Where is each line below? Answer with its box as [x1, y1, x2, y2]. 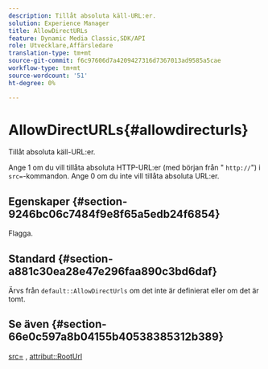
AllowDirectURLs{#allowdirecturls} [8, 121, 249, 139]
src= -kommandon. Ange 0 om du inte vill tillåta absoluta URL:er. [8, 171, 220, 181]
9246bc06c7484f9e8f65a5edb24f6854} [8, 207, 221, 221]
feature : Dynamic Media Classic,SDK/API [8, 34, 146, 43]
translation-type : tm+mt [8, 49, 92, 57]
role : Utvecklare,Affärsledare [8, 42, 113, 50]
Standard [8, 252, 56, 265]
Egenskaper [8, 195, 71, 208]
